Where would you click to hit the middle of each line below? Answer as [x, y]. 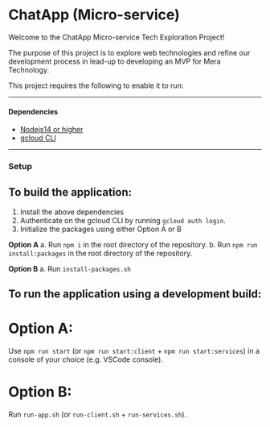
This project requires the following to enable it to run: [96, 85]
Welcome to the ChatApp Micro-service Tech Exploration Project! [117, 37]
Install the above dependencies [72, 212]
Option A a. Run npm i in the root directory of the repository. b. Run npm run [133, 244]
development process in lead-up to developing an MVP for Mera [115, 61]
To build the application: [70, 192]
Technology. [29, 69]
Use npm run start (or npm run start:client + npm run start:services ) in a [134, 351]
